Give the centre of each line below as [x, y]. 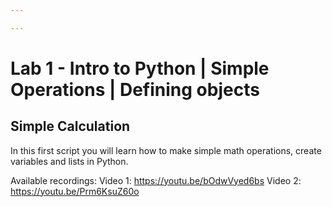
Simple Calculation [70, 126]
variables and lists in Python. [69, 161]
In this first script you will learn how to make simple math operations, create [166, 150]
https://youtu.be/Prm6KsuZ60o [75, 191]
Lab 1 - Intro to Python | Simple [140, 68]
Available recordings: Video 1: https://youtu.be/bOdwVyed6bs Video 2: [156, 180]
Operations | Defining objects [135, 89]
